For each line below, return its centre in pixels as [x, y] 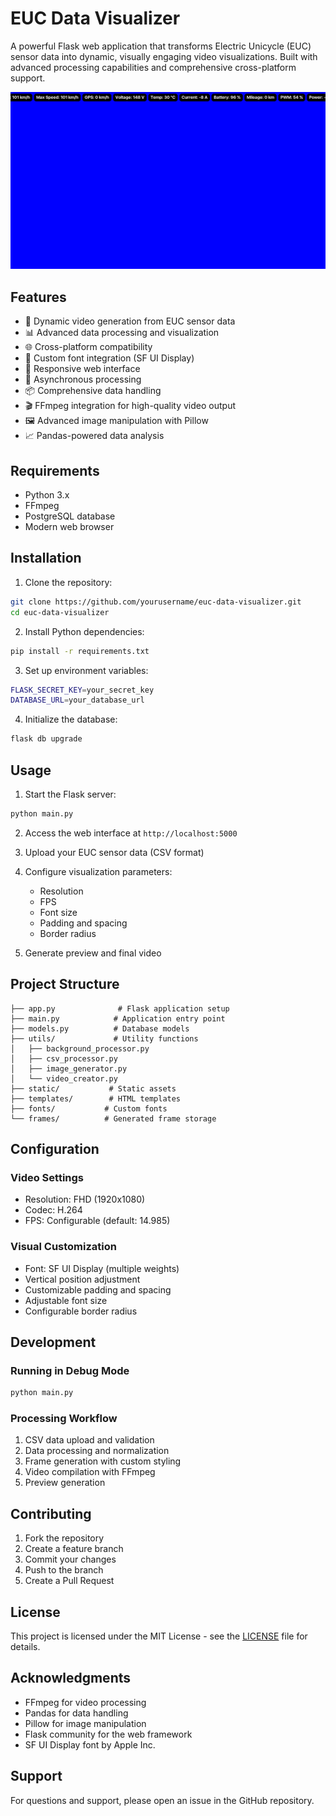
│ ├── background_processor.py [80, 1048]
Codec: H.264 [53, 1210]
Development [53, 1342]
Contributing [51, 1513]
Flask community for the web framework [108, 1734]
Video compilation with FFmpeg [90, 1472]
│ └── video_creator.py [64, 1078]
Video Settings [47, 1177]
